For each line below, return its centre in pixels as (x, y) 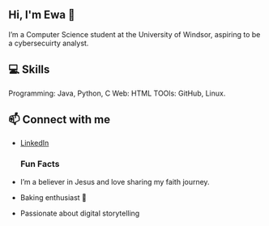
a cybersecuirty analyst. (49, 43)
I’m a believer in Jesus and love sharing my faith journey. (115, 181)
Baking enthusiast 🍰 (53, 197)
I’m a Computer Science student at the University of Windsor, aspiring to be (134, 34)
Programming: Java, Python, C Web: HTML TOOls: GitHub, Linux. (117, 93)
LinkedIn (34, 143)
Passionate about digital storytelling (80, 213)
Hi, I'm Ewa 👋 (42, 15)
